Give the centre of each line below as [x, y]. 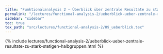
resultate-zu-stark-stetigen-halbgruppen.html [51, 46]
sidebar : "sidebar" [25, 18]
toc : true [15, 23]
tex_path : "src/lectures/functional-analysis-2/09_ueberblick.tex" [75, 27]
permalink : [16, 14]
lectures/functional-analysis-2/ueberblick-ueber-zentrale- [86, 41]
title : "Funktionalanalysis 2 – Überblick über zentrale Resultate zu [78, 9]
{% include [16, 41]
